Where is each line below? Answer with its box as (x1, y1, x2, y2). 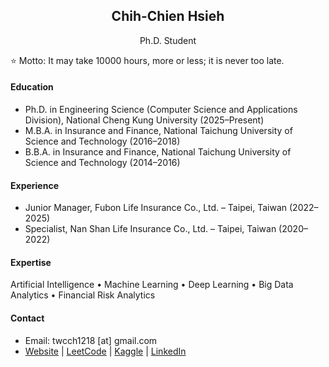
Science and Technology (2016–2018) (24, 135, 181, 148)
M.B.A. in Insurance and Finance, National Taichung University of (24, 125, 293, 137)
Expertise (10, 256, 52, 268)
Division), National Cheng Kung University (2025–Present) (24, 114, 265, 126)
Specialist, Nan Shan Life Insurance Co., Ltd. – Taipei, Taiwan (24, 223, 277, 235)
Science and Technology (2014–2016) (24, 157, 181, 169)
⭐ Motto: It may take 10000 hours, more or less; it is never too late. (10, 54, 285, 66)
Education (10, 81, 54, 93)
